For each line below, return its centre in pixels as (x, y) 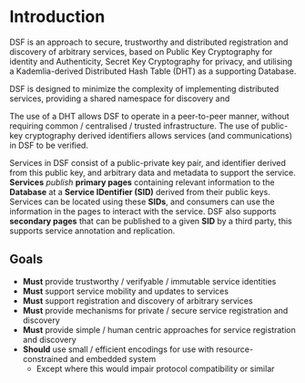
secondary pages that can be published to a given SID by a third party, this (151, 221)
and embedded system (113, 358)
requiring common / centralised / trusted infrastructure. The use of (134, 126)
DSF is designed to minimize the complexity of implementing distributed (144, 88)
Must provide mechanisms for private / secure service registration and (155, 310)
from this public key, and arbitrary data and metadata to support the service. (152, 172)
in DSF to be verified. (49, 145)
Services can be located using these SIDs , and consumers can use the (142, 202)
